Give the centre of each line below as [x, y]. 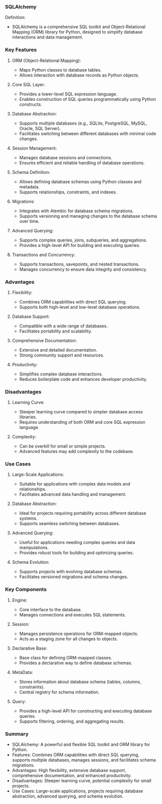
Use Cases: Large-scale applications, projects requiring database [77, 791]
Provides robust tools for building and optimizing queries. [77, 553]
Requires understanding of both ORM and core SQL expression [82, 422]
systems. [28, 518]
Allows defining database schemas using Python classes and [80, 182]
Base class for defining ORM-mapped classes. [66, 657]
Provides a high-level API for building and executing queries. [80, 245]
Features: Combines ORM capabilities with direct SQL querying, [76, 755]
